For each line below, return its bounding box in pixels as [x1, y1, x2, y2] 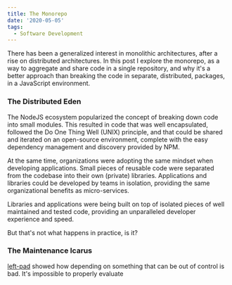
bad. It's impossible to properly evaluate [7, 269, 124, 278]
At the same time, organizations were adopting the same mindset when [7, 156, 213, 165]
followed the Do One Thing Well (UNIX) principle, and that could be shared [7, 127, 223, 136]
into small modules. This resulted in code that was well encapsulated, [7, 120, 209, 129]
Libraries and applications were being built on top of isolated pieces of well [7, 200, 225, 208]
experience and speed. [7, 215, 75, 223]
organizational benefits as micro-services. [7, 186, 130, 194]
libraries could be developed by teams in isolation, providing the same [7, 179, 210, 187]
